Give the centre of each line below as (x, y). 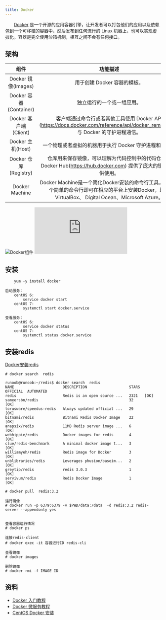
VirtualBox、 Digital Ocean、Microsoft (99, 198)
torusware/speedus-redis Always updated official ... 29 (69, 409)
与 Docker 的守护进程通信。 (109, 132)
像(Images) (21, 86)
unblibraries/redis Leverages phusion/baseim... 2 (68, 461)
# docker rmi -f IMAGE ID (32, 571)
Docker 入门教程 (29, 600)
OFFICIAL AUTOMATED (26, 391)
